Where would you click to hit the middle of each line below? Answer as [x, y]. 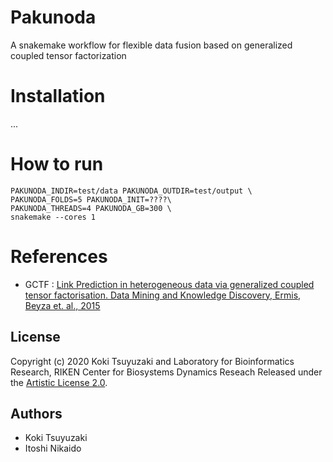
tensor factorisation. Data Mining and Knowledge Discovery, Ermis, [163, 295]
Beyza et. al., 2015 [62, 305]
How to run [57, 164]
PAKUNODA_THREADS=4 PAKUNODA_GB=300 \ [91, 208]
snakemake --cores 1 [53, 217]
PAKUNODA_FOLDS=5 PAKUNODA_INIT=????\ [91, 199]
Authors [36, 413]
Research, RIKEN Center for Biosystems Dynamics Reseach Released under [166, 372]
